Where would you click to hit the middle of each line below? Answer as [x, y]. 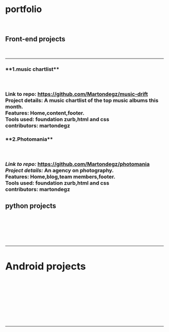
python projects [31, 206]
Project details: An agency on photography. [60, 171]
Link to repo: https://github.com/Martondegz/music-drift [77, 94]
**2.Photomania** [29, 139]
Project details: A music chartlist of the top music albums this [82, 100]
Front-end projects [35, 39]
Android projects [46, 266]
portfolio [24, 9]
